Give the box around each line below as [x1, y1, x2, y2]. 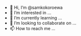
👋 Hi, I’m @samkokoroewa [9, 5, 63, 10]
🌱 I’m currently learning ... [9, 15, 62, 20]
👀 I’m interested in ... [9, 10, 52, 16]
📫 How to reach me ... [9, 26, 55, 31]
